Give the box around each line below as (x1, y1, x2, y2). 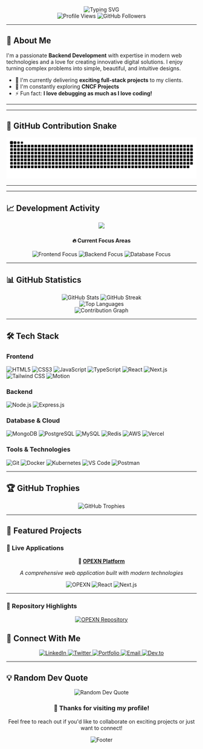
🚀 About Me (6, 36, 51, 46)
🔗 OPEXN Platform (78, 558, 125, 565)
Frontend (6, 352, 34, 361)
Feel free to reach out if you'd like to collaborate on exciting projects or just (8, 717, 195, 725)
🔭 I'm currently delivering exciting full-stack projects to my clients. (14, 76, 183, 84)
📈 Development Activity (6, 203, 100, 213)
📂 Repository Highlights (6, 602, 77, 611)
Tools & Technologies (6, 446, 71, 454)
